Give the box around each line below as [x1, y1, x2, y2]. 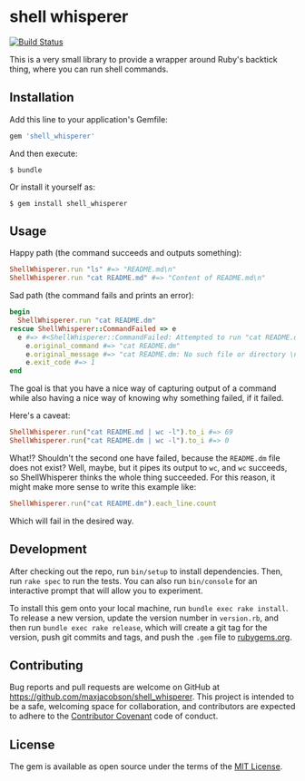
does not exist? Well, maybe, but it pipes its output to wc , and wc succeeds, [9, 462, 288, 473]
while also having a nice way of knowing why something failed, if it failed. [9, 393, 284, 404]
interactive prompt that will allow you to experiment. [9, 585, 203, 596]
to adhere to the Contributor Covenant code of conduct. [9, 710, 219, 722]
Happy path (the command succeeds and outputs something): [9, 248, 242, 259]
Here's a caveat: [9, 410, 71, 421]
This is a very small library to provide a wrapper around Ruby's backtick [9, 54, 279, 64]
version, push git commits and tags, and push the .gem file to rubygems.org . [9, 631, 293, 642]
